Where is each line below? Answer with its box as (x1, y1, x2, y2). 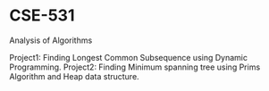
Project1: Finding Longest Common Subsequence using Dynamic (9, 52, 248, 62)
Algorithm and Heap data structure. (9, 70, 140, 81)
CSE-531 (9, 5, 75, 26)
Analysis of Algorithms (9, 35, 93, 45)
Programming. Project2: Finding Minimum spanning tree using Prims (9, 62, 261, 72)
